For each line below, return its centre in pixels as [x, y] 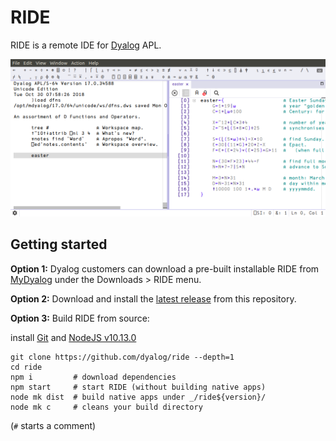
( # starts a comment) [53, 425]
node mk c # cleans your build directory [106, 407]
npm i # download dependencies [93, 377]
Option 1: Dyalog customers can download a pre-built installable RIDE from [165, 268]
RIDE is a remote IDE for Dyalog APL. [86, 45]
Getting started [59, 244]
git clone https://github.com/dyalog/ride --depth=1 [122, 357]
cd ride [26, 367]
